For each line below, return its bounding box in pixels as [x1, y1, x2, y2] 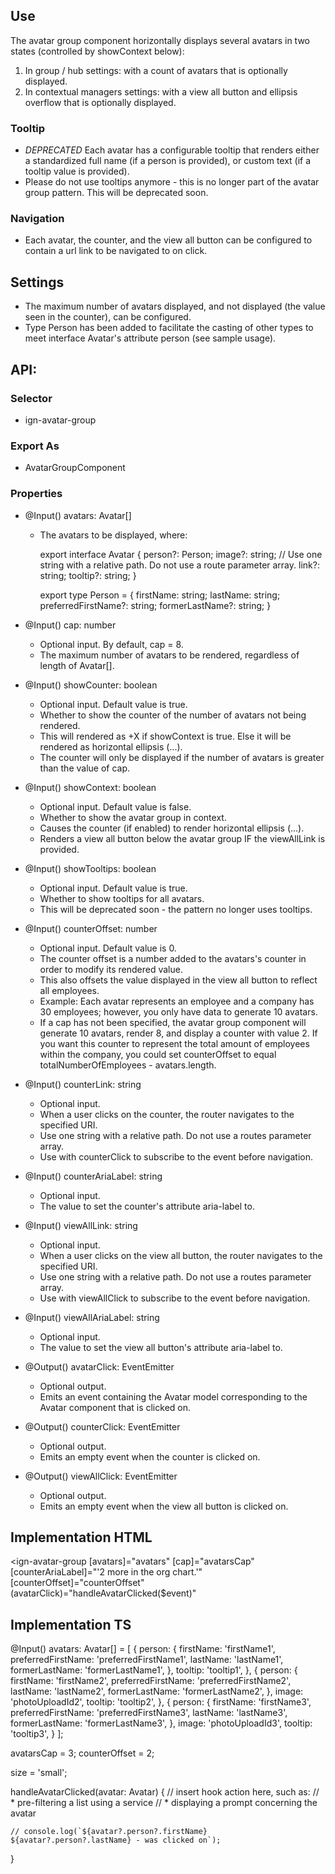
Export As [10, 439, 60, 453]
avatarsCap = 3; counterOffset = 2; [10, 1747, 155, 1759]
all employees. [39, 984, 100, 996]
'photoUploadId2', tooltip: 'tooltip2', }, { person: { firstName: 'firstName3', [10, 1696, 312, 1708]
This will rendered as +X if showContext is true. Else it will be [39, 730, 292, 742]
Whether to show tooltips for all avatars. [39, 892, 205, 904]
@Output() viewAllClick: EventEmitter [24, 1470, 178, 1482]
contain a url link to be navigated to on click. [24, 245, 208, 257]
